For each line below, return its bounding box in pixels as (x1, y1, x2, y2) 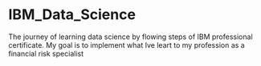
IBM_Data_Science (8, 6, 137, 24)
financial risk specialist (8, 49, 84, 58)
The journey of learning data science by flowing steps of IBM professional (8, 32, 253, 41)
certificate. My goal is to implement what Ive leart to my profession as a (8, 40, 245, 49)
